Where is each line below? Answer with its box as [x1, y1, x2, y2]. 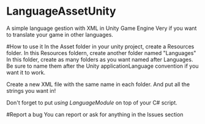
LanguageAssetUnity [6, 4, 116, 18]
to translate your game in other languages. [6, 31, 113, 38]
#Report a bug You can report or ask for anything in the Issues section [6, 111, 184, 118]
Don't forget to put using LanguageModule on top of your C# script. [6, 99, 177, 106]
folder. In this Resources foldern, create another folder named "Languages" [6, 49, 196, 56]
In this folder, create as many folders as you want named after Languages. [6, 56, 193, 63]
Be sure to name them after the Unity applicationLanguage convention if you [6, 62, 199, 70]
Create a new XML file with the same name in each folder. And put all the [6, 81, 190, 88]
